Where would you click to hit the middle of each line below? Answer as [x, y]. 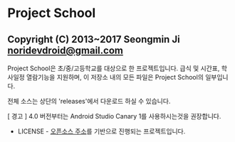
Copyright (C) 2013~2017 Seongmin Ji [94, 39]
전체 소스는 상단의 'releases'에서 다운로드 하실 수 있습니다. [89, 101]
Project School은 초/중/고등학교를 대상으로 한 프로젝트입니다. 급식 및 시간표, [114, 68]
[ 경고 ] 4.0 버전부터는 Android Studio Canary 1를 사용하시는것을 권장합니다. [114, 116]
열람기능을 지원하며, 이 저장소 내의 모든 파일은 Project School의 [115, 77]
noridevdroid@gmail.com [65, 50]
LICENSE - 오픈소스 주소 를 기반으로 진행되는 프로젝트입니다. [101, 131]
